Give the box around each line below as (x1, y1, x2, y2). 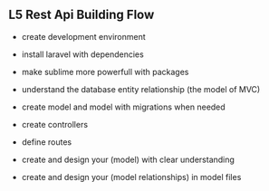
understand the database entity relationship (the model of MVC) (21, 83, 261, 94)
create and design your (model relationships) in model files (21, 171, 242, 182)
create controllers (21, 119, 88, 129)
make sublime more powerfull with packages (21, 66, 189, 77)
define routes (21, 136, 72, 148)
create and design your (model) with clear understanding (21, 154, 235, 165)
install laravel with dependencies (21, 49, 144, 60)
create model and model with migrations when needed (21, 101, 226, 112)
